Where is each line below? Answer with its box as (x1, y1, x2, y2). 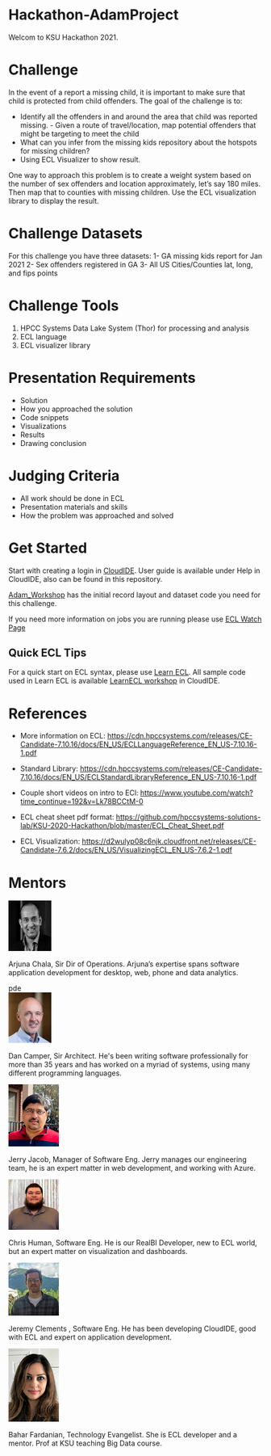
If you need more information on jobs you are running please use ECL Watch (8, 614, 262, 624)
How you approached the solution (19, 404, 133, 414)
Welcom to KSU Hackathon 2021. (8, 32, 119, 42)
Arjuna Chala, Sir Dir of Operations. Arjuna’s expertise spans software (8, 959, 240, 969)
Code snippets (19, 412, 69, 422)
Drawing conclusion (19, 438, 87, 448)
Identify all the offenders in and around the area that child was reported (19, 112, 258, 121)
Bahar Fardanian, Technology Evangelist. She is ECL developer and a (8, 1430, 238, 1440)
